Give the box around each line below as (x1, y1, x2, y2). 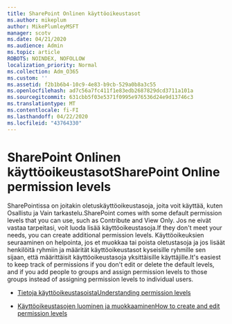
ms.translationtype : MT (7, 100, 76, 107)
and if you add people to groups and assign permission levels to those (7, 268, 208, 276)
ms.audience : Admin (7, 42, 64, 49)
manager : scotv (7, 29, 51, 37)
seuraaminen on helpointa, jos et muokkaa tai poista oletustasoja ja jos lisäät (7, 238, 225, 246)
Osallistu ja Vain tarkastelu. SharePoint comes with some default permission (7, 209, 222, 217)
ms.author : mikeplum (7, 17, 67, 24)
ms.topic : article (7, 49, 60, 56)
